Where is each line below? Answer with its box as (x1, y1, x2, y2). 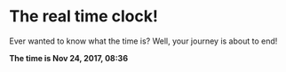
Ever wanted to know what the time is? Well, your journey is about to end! (9, 36, 278, 46)
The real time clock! (9, 6, 158, 27)
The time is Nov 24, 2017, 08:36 (9, 52, 129, 63)
